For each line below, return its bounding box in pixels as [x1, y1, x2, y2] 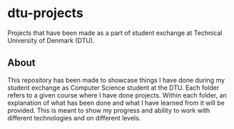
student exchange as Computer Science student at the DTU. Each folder [7, 83, 220, 92]
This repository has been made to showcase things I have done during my [7, 76, 225, 84]
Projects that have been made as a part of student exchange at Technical [7, 29, 223, 37]
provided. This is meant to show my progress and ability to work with [7, 105, 210, 115]
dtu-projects [7, 5, 83, 21]
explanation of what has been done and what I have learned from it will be [7, 98, 225, 107]
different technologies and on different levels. [7, 113, 141, 122]
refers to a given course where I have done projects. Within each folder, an [7, 91, 227, 99]
